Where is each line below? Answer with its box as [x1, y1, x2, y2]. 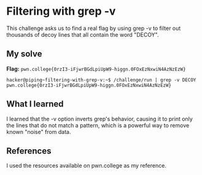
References [6, 146, 52, 156]
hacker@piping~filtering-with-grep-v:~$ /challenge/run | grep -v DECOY [6, 76, 196, 83]
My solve [6, 49, 42, 59]
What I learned [6, 99, 64, 110]
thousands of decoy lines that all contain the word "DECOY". [6, 31, 159, 38]
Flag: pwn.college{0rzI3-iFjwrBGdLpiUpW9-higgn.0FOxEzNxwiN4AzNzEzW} [6, 65, 186, 72]
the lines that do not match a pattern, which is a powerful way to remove [6, 121, 190, 129]
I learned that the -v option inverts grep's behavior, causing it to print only [6, 115, 193, 122]
